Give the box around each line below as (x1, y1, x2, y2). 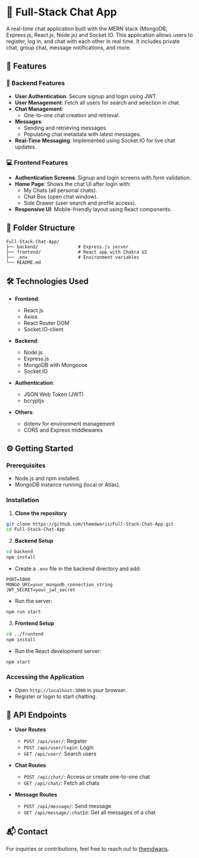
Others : (14, 408, 34, 416)
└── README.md (6, 259, 42, 265)
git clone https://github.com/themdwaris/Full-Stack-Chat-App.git (6, 521, 174, 527)
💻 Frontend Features (6, 158, 68, 166)
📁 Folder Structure (6, 223, 75, 233)
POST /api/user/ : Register (23, 737, 87, 744)
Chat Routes (14, 761, 46, 769)
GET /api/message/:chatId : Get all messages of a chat (23, 809, 156, 816)
